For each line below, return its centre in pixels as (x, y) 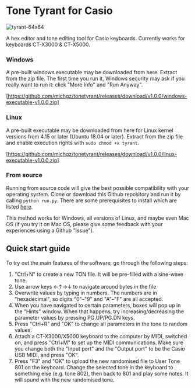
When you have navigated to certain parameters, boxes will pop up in (97, 305)
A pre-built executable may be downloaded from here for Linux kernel (90, 130)
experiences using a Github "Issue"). (50, 230)
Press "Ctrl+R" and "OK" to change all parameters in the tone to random (101, 324)
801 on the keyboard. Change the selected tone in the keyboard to (94, 367)
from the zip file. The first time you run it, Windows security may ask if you (95, 79)
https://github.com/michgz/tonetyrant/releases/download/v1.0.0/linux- (93, 154)
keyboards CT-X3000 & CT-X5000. (48, 44)
